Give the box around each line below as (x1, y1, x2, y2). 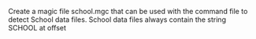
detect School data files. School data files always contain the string (8, 15, 227, 24)
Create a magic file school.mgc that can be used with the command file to (8, 7, 248, 16)
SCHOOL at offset (8, 23, 67, 32)
